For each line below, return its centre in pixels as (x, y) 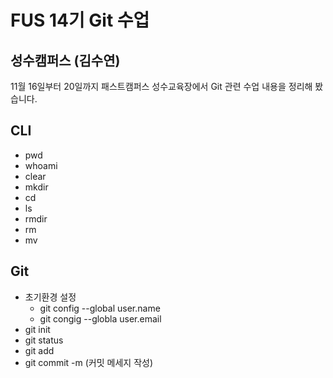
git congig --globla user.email (100, 318)
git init (37, 329)
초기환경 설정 (50, 297)
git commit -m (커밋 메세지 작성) (89, 362)
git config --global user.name (100, 308)
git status (44, 340)
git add (39, 350)
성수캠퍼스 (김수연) (65, 60)
